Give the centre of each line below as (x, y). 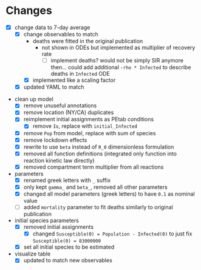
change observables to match (61, 34)
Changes (29, 11)
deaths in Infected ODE (80, 74)
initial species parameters (47, 221)
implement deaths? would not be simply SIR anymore (117, 61)
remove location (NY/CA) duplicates (69, 112)
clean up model (34, 99)
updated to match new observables (68, 260)
